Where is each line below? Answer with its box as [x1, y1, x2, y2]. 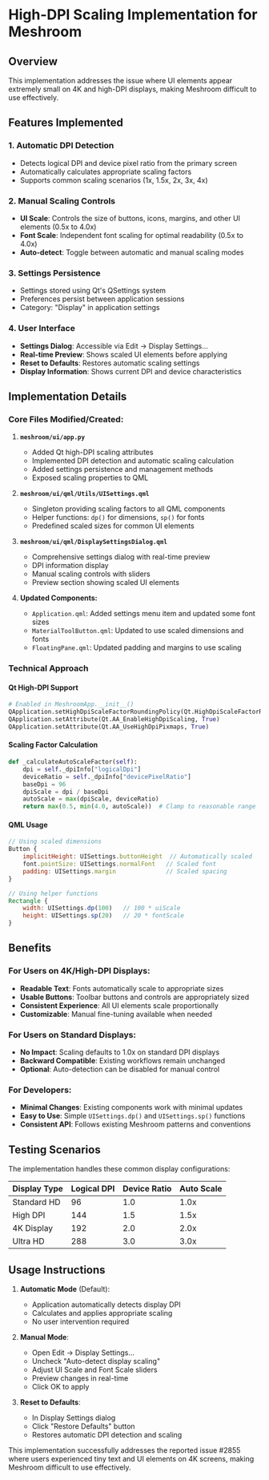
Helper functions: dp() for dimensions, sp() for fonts [31, 513, 205, 522]
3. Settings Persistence [8, 267, 102, 278]
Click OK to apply [31, 1381, 90, 1391]
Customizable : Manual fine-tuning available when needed [19, 1009, 212, 1018]
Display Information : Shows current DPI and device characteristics [19, 366, 242, 376]
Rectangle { [8, 897, 48, 905]
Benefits [8, 942, 52, 955]
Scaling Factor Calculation [8, 740, 98, 750]
